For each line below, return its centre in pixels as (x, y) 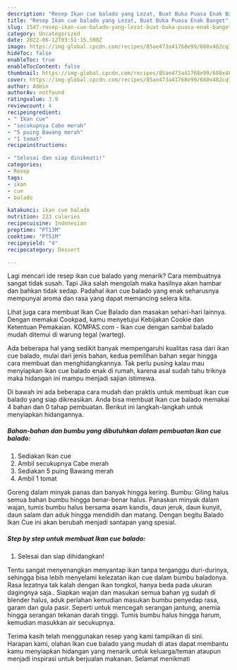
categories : (25, 165)
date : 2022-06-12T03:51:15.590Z (55, 40)
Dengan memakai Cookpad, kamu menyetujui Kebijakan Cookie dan (106, 319)
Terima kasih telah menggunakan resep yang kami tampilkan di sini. (105, 636)
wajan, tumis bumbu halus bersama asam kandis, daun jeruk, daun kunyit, (115, 507)
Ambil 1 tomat (37, 478)
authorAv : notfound (36, 93)
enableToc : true (31, 60)
